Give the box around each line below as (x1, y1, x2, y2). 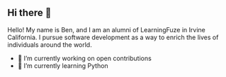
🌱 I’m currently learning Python (17, 61, 108, 70)
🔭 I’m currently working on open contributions (17, 54, 152, 62)
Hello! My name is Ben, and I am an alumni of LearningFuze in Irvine (7, 25, 205, 34)
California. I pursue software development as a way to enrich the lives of (7, 33, 219, 41)
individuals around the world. (7, 40, 92, 49)
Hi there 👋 (7, 7, 52, 19)
